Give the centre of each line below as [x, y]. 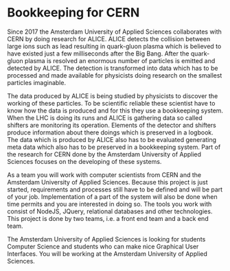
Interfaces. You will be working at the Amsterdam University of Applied [107, 254]
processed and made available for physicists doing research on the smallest [115, 75]
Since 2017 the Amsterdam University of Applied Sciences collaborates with [114, 32]
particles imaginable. [37, 82]
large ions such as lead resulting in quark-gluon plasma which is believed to [114, 46]
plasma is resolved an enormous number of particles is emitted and [120, 60]
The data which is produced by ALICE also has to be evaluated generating [112, 139]
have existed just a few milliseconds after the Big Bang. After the [98, 54]
